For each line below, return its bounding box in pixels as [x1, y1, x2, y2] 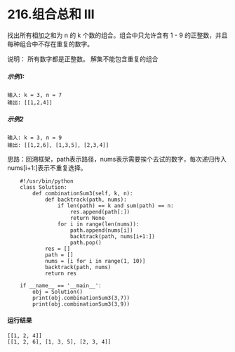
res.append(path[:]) [69, 208, 130, 215]
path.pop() [69, 239, 102, 246]
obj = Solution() [32, 288, 83, 295]
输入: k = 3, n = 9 [7, 134, 62, 141]
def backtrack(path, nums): [44, 196, 128, 203]
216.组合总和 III [7, 6, 95, 22]
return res [44, 270, 77, 277]
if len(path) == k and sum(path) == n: [57, 202, 174, 209]
